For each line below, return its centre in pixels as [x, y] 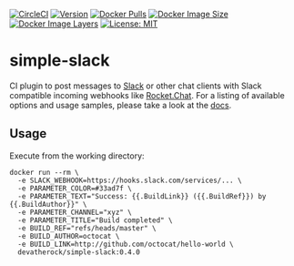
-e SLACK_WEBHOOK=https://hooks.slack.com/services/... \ [130, 180]
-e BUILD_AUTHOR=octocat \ [69, 236]
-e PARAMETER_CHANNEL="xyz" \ [75, 212]
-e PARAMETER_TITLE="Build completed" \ [95, 220]
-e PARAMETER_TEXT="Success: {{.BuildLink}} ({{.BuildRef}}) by [142, 196]
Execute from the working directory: [77, 156]
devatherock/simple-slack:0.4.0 [79, 252]
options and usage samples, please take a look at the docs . [121, 105]
